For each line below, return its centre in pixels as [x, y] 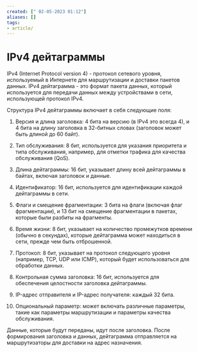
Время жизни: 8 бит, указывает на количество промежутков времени [104, 229]
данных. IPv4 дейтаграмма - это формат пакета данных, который [89, 86]
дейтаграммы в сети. [42, 194]
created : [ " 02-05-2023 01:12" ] [46, 12]
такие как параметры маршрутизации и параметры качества [93, 312]
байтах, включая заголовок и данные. [63, 176]
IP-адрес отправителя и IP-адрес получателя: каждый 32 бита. [95, 295]
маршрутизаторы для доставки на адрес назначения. [74, 343]
